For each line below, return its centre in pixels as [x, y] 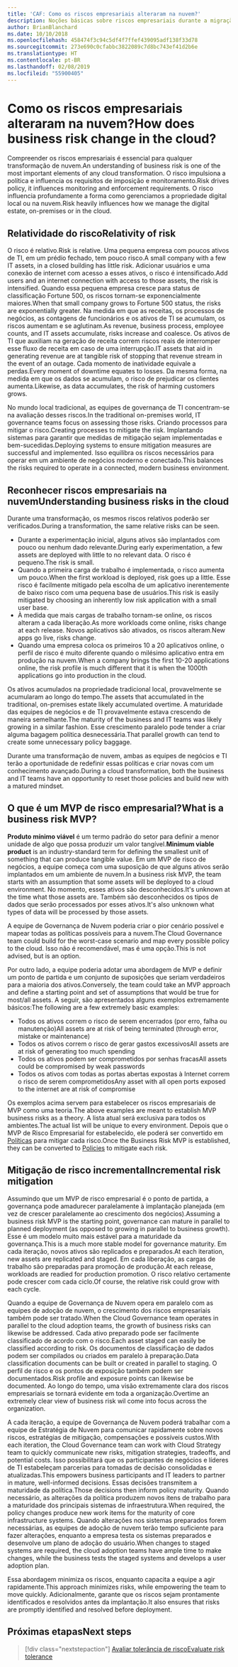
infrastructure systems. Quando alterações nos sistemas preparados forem [117, 1520]
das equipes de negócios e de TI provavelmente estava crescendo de [109, 712]
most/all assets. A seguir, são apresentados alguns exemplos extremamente [118, 1000]
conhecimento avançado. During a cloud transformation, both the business [116, 771]
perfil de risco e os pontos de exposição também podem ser [96, 1370]
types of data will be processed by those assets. [78, 912]
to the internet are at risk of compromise [76, 1089]
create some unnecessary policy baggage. [70, 742]
